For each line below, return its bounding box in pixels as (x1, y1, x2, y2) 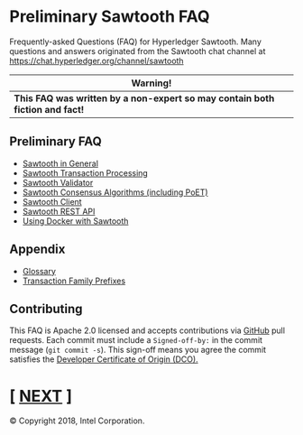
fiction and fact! (14, 103, 85, 116)
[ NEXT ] (9, 385, 72, 406)
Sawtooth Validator (22, 177, 94, 188)
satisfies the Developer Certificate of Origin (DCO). (9, 354, 198, 365)
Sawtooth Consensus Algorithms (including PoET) (22, 187, 209, 198)
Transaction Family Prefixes (22, 275, 126, 286)
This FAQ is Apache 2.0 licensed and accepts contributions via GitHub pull (9, 325, 286, 336)
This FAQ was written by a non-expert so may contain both (14, 92, 275, 105)
